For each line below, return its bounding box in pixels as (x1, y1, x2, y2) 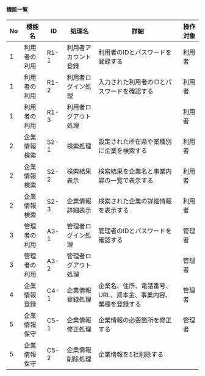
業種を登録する (98, 300, 142, 308)
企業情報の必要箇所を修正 (98, 316, 172, 325)
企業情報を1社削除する (98, 350, 164, 359)
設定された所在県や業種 (98, 137, 166, 146)
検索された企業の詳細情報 (98, 197, 172, 206)
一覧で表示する (110, 176, 154, 185)
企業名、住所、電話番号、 (98, 281, 172, 290)
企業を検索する (104, 146, 148, 155)
